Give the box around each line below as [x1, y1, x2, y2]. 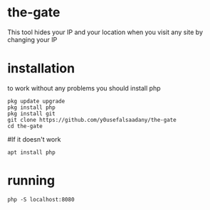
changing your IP [7, 35, 58, 43]
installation [7, 61, 75, 77]
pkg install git [7, 110, 56, 117]
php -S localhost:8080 [7, 196, 75, 203]
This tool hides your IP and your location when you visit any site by [7, 28, 204, 36]
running [7, 172, 56, 189]
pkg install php [7, 104, 56, 111]
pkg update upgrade [7, 98, 65, 105]
